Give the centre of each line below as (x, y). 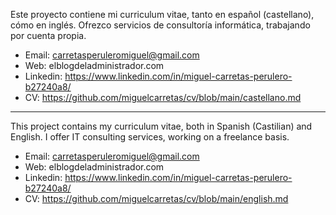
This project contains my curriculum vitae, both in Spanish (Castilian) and (161, 126)
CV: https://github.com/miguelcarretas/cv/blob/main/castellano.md (163, 97)
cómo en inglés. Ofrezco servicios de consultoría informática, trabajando (160, 25)
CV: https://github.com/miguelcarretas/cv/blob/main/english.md (156, 198)
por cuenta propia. (48, 35)
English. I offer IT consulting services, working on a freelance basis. (150, 137)
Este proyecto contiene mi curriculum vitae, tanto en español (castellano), (162, 14)
